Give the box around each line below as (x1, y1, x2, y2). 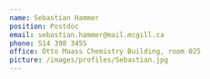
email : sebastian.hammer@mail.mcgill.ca (9, 30, 165, 39)
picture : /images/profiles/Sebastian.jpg (9, 55, 169, 64)
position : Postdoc (9, 22, 79, 31)
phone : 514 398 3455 (9, 38, 88, 48)
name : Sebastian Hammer (9, 13, 100, 23)
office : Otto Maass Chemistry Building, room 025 (9, 47, 202, 56)
